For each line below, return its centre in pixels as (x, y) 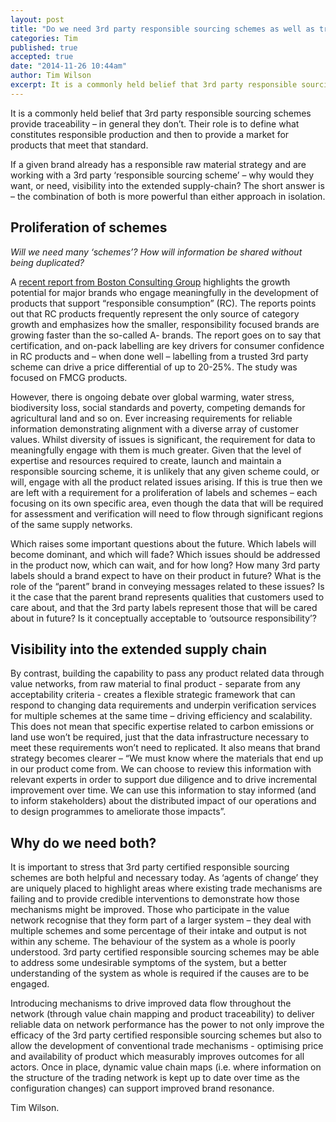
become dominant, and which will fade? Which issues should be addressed (165, 554)
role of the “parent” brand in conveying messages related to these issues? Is (167, 586)
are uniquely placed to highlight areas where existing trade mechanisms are (166, 888)
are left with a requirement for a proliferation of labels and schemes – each (164, 492)
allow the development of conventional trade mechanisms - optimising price (167, 1046)
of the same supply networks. (71, 524)
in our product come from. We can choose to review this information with (161, 769)
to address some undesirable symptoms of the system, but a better (148, 963)
